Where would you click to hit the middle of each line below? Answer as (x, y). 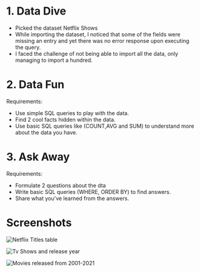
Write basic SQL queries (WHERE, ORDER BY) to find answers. (93, 191)
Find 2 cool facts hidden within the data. (65, 119)
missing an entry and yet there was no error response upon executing (102, 41)
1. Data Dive (36, 11)
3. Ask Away (38, 157)
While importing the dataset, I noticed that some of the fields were (98, 34)
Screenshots (39, 223)
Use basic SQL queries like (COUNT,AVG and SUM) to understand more (105, 126)
